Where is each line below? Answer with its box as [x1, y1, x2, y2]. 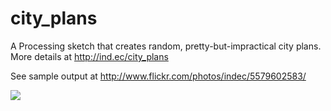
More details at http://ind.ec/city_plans [10, 50, 169, 62]
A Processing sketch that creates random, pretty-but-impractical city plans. [10, 40, 322, 52]
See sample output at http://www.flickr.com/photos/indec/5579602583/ [10, 70, 307, 82]
